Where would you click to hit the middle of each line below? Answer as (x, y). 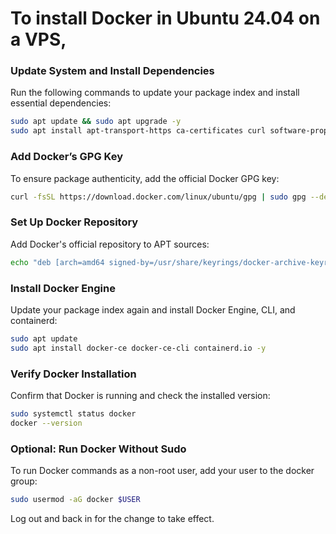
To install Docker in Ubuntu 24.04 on (165, 18)
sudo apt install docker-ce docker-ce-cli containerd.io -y (138, 348)
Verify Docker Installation (73, 374)
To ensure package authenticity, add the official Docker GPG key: (145, 178)
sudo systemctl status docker (73, 413)
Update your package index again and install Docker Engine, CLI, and (153, 309)
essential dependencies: (61, 103)
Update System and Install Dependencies (112, 71)
